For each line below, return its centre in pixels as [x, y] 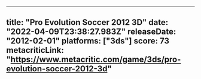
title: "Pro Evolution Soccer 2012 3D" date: [87, 22]
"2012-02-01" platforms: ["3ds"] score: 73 [88, 41]
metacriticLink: [35, 50]
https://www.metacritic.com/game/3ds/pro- [96, 60]
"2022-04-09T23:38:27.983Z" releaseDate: [91, 32]
